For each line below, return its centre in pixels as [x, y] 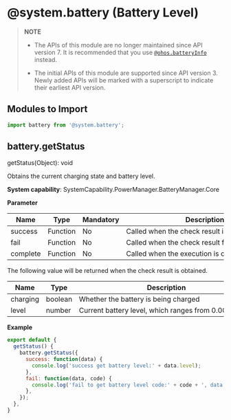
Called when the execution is [173, 254]
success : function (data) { [64, 360]
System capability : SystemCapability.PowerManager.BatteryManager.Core [113, 190]
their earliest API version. [70, 87]
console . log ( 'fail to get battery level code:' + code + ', [120, 385]
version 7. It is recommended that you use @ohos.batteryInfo [121, 52]
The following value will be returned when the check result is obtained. [108, 271]
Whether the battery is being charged [139, 299]
